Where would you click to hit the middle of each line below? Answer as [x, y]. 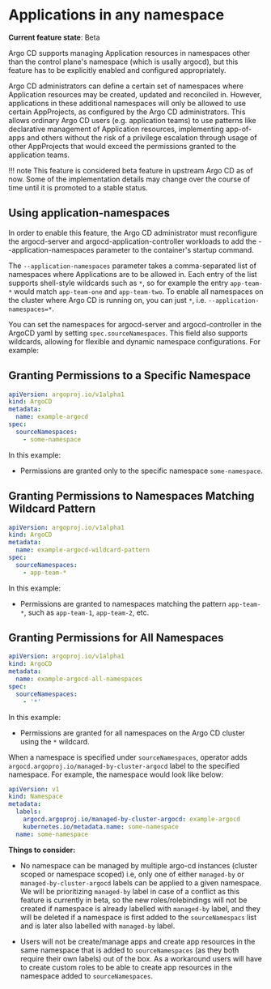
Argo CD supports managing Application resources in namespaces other [129, 53]
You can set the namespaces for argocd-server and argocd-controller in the [135, 324]
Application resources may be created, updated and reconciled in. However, [135, 94]
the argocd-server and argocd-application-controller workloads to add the [133, 241]
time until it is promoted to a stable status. [78, 187]
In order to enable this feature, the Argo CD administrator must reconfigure [133, 232]
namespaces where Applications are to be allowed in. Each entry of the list [133, 274]
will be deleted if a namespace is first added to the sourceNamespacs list [138, 917]
